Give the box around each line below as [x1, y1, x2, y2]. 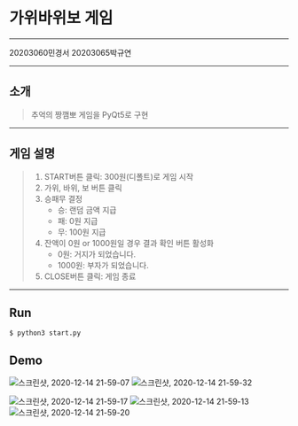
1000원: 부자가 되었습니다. [57, 259, 149, 270]
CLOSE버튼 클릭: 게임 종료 [43, 271, 137, 282]
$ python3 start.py [9, 329, 82, 337]
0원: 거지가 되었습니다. [57, 249, 137, 259]
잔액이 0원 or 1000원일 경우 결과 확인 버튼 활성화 [43, 237, 215, 248]
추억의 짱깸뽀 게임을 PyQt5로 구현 [30, 109, 149, 120]
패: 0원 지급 [57, 215, 98, 226]
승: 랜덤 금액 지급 [57, 205, 117, 215]
